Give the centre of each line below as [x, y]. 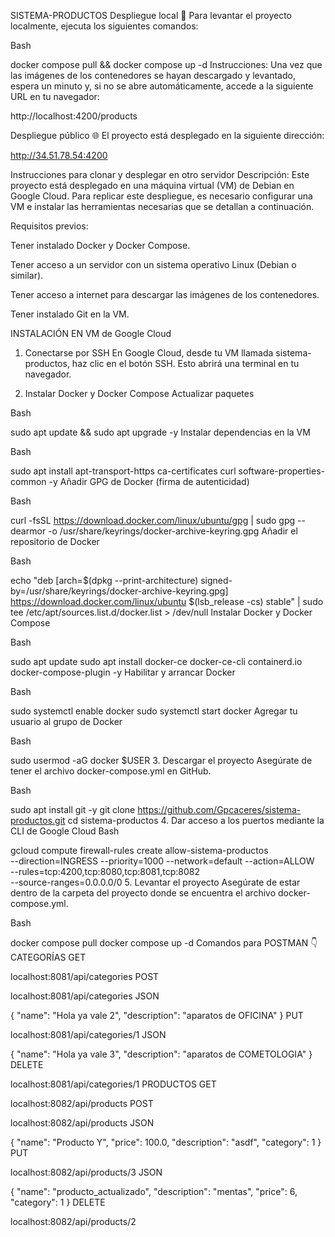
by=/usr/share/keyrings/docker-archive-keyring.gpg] [119, 591]
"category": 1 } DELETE [58, 1202]
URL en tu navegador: [55, 96]
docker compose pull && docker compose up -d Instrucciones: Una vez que [166, 64]
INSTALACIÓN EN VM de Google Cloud [91, 333]
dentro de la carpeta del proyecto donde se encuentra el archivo [143, 893]
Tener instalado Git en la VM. [70, 314]
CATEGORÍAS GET [48, 957]
